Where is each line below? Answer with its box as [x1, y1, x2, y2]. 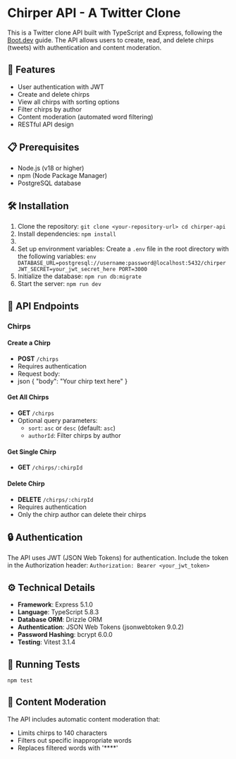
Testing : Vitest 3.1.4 [17, 638, 76, 647]
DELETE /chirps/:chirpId [17, 495, 94, 503]
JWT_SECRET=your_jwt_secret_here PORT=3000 [17, 266, 148, 273]
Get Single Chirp [7, 447, 56, 456]
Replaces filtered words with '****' [17, 743, 118, 752]
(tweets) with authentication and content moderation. [7, 43, 162, 52]
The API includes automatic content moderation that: [7, 715, 161, 723]
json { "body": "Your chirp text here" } [17, 376, 128, 386]
